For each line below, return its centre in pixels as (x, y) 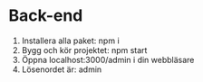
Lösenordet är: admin (62, 69)
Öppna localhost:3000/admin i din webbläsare (108, 59)
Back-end (46, 16)
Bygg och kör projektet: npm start (84, 50)
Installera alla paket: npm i (70, 41)
